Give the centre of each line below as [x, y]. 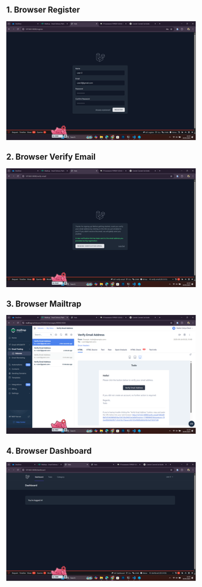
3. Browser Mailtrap [44, 304]
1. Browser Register [43, 10]
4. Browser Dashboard [49, 451]
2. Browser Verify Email [51, 157]
